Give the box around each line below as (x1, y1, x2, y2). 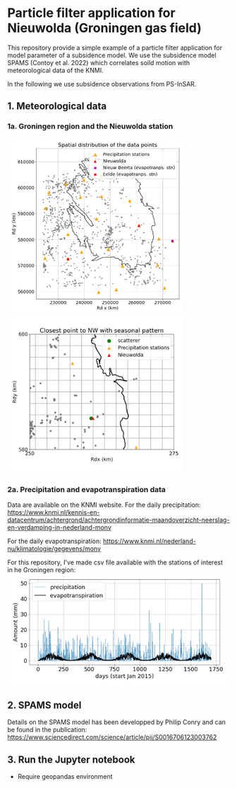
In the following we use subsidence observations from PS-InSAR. (7, 79, 197, 88)
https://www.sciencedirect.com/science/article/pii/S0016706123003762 (7, 733, 217, 741)
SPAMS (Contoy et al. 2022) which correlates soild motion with (7, 58, 190, 67)
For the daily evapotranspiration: (7, 537, 102, 546)
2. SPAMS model (7, 699, 82, 711)
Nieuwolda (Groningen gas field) (7, 20, 202, 36)
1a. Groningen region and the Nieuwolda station (7, 122, 174, 132)
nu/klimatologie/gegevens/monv (7, 544, 101, 553)
